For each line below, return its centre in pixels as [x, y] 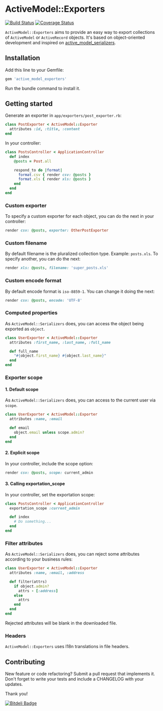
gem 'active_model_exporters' [36, 79]
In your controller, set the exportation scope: [50, 494]
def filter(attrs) [28, 582]
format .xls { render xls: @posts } [54, 179]
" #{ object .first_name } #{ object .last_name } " [60, 356]
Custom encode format [33, 281]
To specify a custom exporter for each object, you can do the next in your [80, 216]
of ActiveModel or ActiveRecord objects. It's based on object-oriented [75, 37]
